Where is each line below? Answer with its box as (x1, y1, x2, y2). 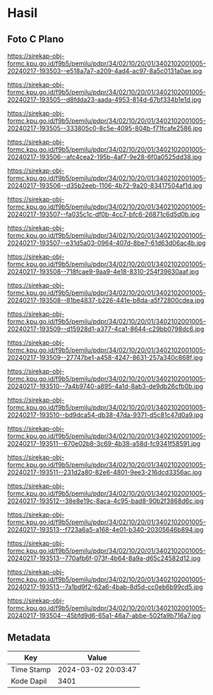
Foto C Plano (7, 33, 64, 45)
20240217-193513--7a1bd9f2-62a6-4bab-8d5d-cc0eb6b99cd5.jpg (7, 583, 203, 591)
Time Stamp (11, 665, 51, 675)
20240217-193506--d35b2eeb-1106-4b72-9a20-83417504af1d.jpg (7, 181, 202, 190)
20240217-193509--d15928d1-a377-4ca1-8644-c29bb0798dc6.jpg (7, 325, 205, 333)
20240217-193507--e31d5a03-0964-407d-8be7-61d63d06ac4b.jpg (7, 238, 206, 247)
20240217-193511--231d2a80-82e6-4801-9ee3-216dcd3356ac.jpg (7, 468, 202, 476)
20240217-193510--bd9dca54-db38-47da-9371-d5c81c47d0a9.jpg (7, 411, 204, 419)
